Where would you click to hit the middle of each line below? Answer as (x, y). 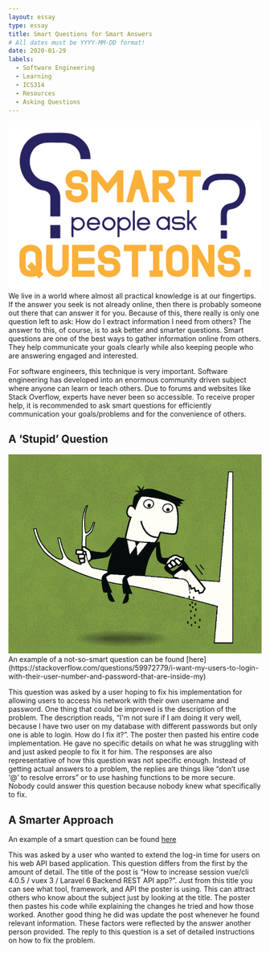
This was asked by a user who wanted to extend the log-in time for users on (134, 855)
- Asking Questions (48, 102)
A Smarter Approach (61, 820)
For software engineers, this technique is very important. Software (118, 371)
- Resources (36, 93)
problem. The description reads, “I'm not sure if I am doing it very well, (125, 718)
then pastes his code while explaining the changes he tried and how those (131, 906)
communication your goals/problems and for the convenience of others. (127, 413)
